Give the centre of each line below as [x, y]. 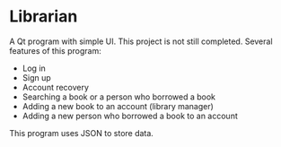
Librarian [44, 17]
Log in [34, 68]
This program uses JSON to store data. [82, 133]
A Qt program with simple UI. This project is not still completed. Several [141, 41]
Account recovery [56, 87]
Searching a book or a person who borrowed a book [119, 97]
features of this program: [55, 50]
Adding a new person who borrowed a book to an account [130, 116]
